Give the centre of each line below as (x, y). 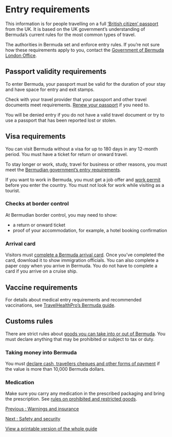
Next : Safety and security (33, 419)
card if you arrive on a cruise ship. (42, 271)
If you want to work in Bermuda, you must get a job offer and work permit (83, 179)
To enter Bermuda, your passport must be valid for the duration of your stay (85, 84)
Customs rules (29, 321)
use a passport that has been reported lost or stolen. (61, 120)
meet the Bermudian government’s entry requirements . (63, 169)
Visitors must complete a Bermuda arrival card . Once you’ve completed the (85, 255)
